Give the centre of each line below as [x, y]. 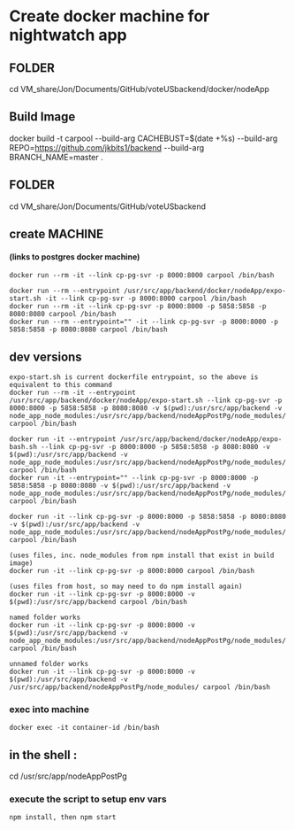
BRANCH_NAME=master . [56, 157]
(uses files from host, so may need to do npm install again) [126, 586]
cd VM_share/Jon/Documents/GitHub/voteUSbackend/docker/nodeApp [139, 89]
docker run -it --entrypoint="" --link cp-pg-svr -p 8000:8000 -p [134, 478]
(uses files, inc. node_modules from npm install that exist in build [142, 555]
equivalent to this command [61, 385]
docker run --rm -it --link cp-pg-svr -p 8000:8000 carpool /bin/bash [142, 275]
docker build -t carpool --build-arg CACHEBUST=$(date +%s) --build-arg [144, 138]
